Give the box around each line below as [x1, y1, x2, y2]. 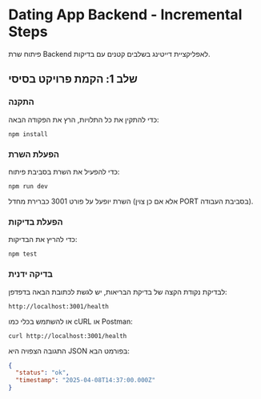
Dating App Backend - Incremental [8, 6, 243, 24]
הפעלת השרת [8, 148, 60, 159]
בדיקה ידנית [8, 268, 54, 280]
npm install [8, 130, 48, 138]
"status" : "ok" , [15, 369, 70, 377]
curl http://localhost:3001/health [8, 332, 127, 340]
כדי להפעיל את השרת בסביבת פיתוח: [8, 167, 120, 176]
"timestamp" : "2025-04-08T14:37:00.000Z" [15, 377, 156, 385]
